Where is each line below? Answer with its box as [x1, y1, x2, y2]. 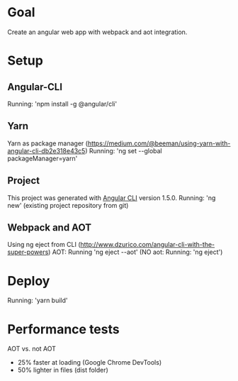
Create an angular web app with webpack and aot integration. [7, 28, 188, 36]
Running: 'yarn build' [7, 296, 69, 305]
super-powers [7, 248, 49, 256]
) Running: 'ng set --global [84, 146, 163, 155]
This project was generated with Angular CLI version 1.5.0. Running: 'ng [7, 193, 216, 202]
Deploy [7, 272, 50, 289]
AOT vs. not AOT [7, 345, 57, 353]
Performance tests [7, 321, 120, 337]
